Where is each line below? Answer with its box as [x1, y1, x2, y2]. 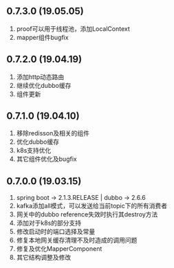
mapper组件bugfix [16, 33, 69, 41]
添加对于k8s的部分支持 [16, 219, 82, 227]
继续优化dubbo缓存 [16, 81, 72, 89]
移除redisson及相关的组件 [16, 129, 90, 137]
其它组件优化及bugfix [16, 155, 77, 164]
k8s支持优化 [16, 146, 52, 155]
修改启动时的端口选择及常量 [16, 227, 96, 236]
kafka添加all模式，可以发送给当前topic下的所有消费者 [16, 202, 168, 210]
